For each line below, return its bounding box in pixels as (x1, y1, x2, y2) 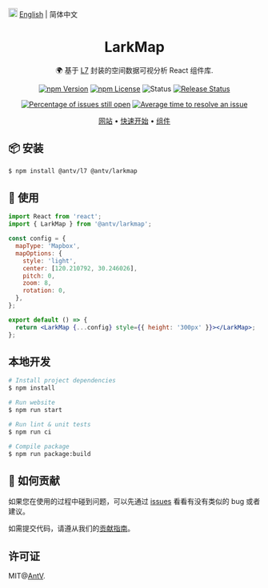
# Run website (8, 398, 56, 407)
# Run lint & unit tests (8, 420, 91, 428)
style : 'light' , (22, 257, 78, 265)
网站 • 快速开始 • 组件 (98, 116, 170, 126)
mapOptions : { (15, 249, 62, 258)
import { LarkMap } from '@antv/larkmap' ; (8, 220, 152, 228)
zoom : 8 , (22, 279, 52, 287)
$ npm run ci (8, 428, 52, 436)
